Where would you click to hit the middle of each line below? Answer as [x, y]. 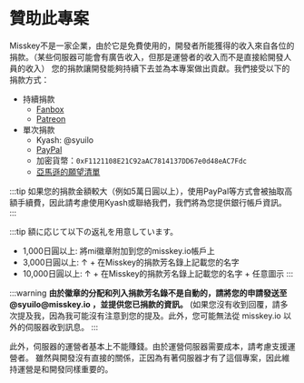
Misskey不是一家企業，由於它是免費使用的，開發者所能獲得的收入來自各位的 [152, 45]
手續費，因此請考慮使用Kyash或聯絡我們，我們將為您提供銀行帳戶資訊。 [152, 202]
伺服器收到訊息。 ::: [62, 327]
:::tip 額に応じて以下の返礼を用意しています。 [94, 231]
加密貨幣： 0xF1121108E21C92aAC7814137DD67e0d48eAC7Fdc [142, 160]
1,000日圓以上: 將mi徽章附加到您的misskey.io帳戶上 [119, 250]
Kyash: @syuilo [64, 140]
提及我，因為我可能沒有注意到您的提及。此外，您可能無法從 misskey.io [149, 316]
